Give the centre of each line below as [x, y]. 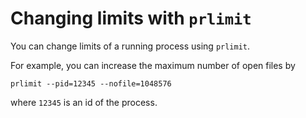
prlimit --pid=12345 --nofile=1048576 [91, 83]
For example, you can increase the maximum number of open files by [153, 65]
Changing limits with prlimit [131, 18]
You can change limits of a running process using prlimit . [130, 46]
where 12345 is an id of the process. [84, 102]
